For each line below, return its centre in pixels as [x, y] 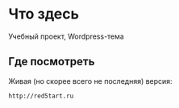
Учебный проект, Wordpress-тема [67, 36]
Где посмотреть [52, 62]
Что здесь [44, 14]
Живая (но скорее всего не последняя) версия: [90, 81]
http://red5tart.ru [41, 96]
